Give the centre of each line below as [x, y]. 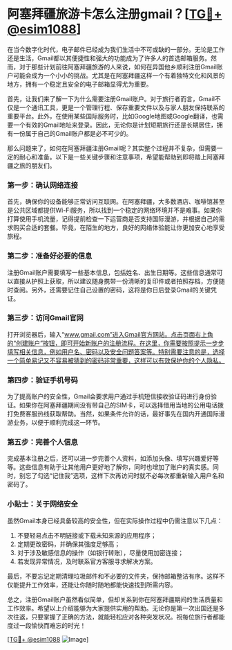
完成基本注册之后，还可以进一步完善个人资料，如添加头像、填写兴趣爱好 [110, 459]
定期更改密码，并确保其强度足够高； [69, 544]
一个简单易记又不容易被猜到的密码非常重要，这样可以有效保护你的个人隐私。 [116, 360]
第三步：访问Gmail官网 [46, 318]
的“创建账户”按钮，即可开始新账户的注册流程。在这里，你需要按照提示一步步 [116, 343]
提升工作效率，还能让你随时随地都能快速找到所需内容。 [98, 585]
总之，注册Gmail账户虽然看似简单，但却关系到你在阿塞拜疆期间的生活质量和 [115, 599]
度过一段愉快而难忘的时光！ [47, 625]
